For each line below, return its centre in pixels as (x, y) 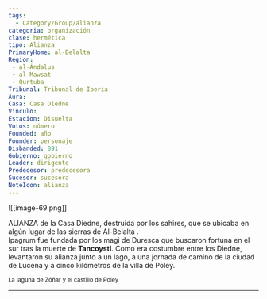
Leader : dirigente (39, 163)
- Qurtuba (28, 82)
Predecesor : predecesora (49, 171)
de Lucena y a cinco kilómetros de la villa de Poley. (92, 265)
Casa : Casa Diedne (39, 104)
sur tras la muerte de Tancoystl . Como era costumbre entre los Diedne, (125, 248)
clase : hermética (37, 38)
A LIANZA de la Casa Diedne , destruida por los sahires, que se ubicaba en (129, 223)
